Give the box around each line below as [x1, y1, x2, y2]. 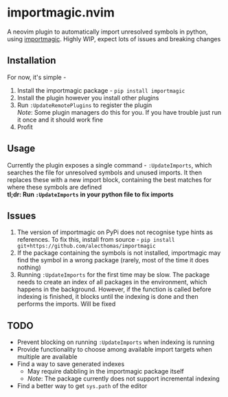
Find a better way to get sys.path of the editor [16, 382, 148, 390]
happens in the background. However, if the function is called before [16, 285, 212, 293]
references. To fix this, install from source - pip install [16, 236, 175, 244]
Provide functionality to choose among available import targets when [16, 345, 213, 354]
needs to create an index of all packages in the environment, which [16, 278, 207, 286]
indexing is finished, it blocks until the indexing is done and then [16, 293, 199, 301]
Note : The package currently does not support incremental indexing [27, 374, 220, 383]
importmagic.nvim [7, 5, 115, 21]
